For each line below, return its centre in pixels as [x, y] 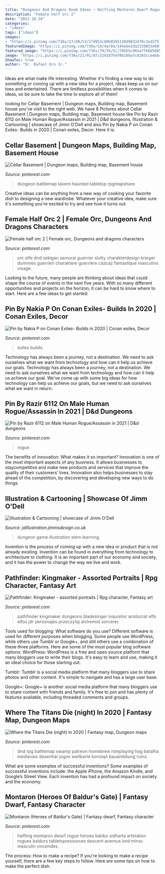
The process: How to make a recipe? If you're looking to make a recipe [77, 855]
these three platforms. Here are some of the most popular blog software [78, 647]
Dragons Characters [37, 227]
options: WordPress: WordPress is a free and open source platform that [77, 652]
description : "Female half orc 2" [41, 14]
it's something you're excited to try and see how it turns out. [66, 204]
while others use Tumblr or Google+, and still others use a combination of [79, 641]
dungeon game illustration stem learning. [58, 537]
